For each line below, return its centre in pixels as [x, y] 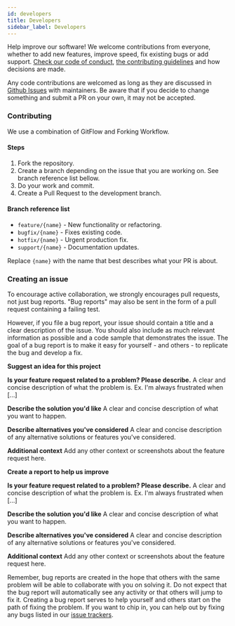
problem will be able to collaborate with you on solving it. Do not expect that [117, 585]
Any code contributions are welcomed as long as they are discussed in [109, 83]
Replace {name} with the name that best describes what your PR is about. [113, 261]
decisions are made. [36, 69]
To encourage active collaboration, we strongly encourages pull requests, [114, 294]
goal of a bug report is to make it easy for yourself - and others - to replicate [117, 345]
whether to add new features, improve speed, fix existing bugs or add [108, 54]
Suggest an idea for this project [54, 366]
